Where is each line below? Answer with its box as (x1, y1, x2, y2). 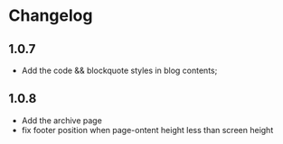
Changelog (8, 5, 93, 26)
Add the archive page (21, 114, 103, 126)
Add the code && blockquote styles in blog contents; (21, 65, 218, 76)
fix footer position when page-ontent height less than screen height (21, 124, 274, 135)
